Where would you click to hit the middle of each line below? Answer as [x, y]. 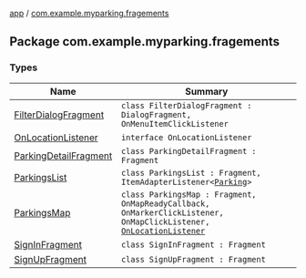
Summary [207, 91]
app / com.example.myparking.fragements [89, 13]
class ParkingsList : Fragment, [191, 173]
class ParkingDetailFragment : [189, 151]
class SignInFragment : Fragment [194, 244]
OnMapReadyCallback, [166, 203]
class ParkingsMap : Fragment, [189, 194]
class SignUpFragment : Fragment [194, 259]
